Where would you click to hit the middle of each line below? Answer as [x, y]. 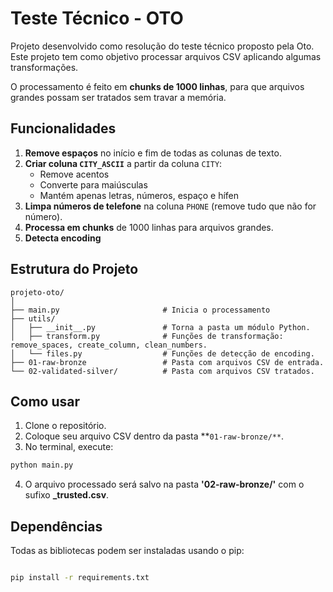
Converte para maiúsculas [93, 184]
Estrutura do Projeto [74, 269]
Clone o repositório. [65, 426]
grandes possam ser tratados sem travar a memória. [118, 97]
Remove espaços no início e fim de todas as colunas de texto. [153, 153]
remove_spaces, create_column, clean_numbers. [109, 345]
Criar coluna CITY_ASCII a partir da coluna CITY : [123, 163]
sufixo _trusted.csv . [67, 495]
